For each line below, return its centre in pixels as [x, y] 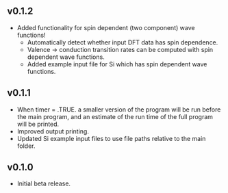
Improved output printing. [53, 131]
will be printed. [38, 124]
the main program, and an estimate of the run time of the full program [115, 116]
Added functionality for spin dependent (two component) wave [106, 27]
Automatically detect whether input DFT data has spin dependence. [123, 42]
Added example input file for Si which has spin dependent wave [117, 64]
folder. [26, 146]
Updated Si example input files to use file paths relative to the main [111, 138]
